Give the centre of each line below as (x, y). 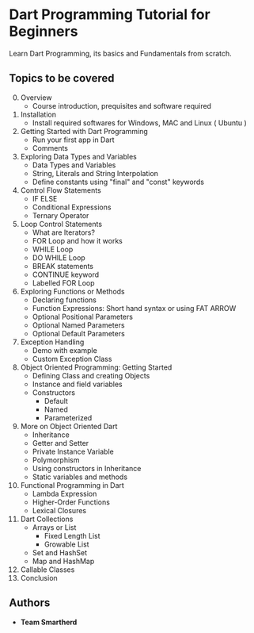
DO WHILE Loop (59, 257)
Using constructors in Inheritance (87, 468)
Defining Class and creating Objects (91, 375)
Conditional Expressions (72, 207)
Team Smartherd (49, 622)
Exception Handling (52, 342)
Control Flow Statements (61, 190)
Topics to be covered (62, 78)
